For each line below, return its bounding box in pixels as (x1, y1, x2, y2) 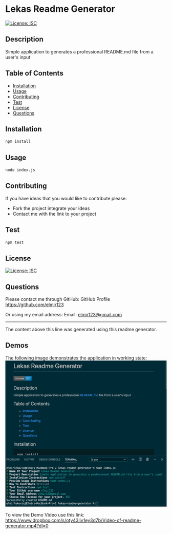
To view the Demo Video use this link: (5, 512, 84, 518)
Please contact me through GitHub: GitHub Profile (5, 296, 111, 302)
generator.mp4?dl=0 (5, 523, 49, 529)
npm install (5, 139, 31, 144)
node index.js (5, 167, 36, 173)
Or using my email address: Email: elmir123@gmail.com (5, 312, 122, 318)
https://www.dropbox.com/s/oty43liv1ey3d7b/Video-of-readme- (5, 517, 142, 524)
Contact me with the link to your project (12, 211, 96, 217)
